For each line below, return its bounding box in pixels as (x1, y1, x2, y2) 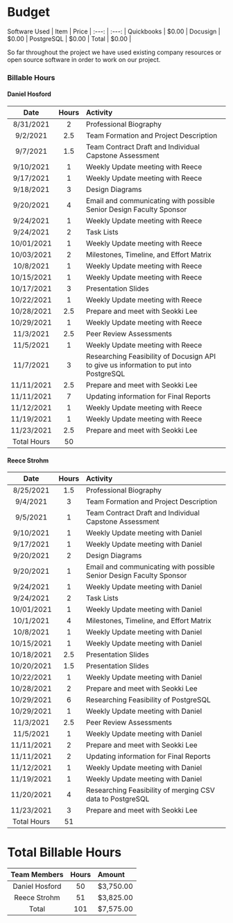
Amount (97, 870, 125, 880)
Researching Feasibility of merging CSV (85, 785, 215, 795)
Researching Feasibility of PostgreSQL (85, 695, 212, 705)
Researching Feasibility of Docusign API (85, 352, 216, 362)
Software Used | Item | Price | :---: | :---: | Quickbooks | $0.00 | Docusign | (7, 27, 221, 35)
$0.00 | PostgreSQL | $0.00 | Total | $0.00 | (7, 34, 132, 42)
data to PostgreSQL (85, 794, 150, 804)
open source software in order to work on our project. (7, 55, 161, 63)
